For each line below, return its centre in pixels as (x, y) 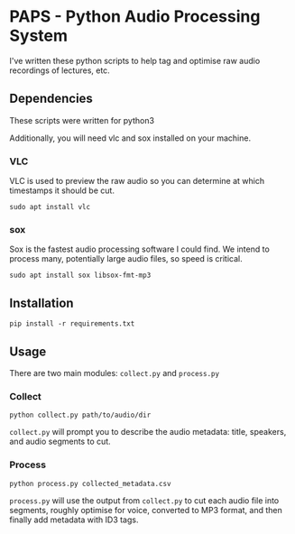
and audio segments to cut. (60, 442)
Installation (41, 303)
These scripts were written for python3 (82, 120)
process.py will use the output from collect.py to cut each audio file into (144, 500)
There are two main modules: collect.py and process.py (114, 373)
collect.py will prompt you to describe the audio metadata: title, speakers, (148, 432)
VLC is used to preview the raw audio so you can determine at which (137, 181)
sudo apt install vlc (50, 207)
